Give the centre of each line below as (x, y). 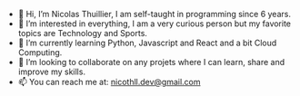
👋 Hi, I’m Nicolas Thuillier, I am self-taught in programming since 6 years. (154, 14)
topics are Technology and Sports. (83, 33)
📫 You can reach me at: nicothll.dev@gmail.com (110, 82)
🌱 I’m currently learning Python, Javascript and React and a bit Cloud (147, 43)
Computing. (40, 53)
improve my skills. (52, 72)
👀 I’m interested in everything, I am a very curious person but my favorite (155, 24)
